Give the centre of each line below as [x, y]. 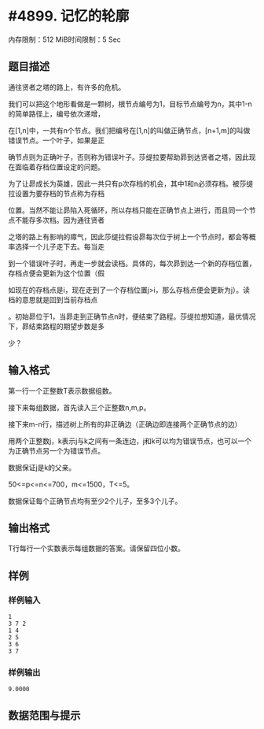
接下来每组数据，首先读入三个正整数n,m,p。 [79, 407]
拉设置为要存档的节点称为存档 [56, 193]
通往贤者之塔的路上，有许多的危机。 [67, 87]
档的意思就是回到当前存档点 [53, 299]
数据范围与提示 [44, 715]
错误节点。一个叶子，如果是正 [56, 140]
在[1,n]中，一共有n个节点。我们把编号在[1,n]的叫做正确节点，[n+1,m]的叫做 [129, 130]
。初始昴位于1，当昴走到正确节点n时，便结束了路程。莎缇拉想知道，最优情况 [132, 316]
